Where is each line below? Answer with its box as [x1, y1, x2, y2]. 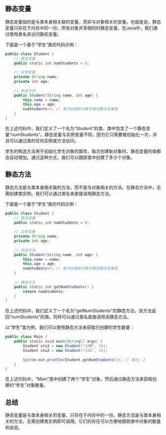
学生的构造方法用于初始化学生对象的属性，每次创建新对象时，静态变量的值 [5, 148, 157, 154]
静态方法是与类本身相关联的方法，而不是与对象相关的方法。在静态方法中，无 [5, 184, 161, 190]
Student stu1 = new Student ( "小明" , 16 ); [23, 344, 108, 348]
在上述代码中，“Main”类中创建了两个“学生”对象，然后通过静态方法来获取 [5, 376, 153, 382]
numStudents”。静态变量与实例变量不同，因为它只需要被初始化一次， [11, 131, 153, 137]
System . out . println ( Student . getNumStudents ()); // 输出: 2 [23, 357, 146, 362]
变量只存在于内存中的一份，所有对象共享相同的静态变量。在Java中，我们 [5, 25, 154, 31]
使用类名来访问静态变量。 [9, 31, 62, 37]
